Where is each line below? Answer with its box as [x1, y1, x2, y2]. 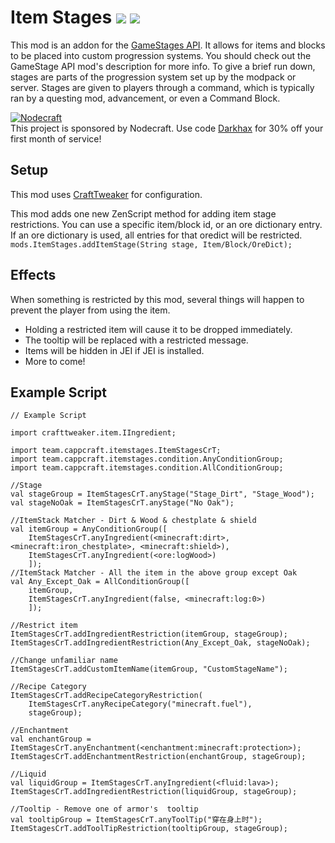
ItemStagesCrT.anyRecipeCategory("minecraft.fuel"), [28, 699, 253, 710]
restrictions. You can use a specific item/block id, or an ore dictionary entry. [10, 218, 323, 230]
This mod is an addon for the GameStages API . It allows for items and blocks [10, 39, 326, 51]
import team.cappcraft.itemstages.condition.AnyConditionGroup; [10, 454, 284, 465]
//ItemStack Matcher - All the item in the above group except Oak [10, 568, 298, 578]
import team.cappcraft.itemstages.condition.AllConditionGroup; [10, 463, 284, 473]
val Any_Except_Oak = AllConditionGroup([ [10, 577, 190, 587]
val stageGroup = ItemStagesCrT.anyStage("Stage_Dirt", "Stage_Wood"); [10, 489, 315, 500]
